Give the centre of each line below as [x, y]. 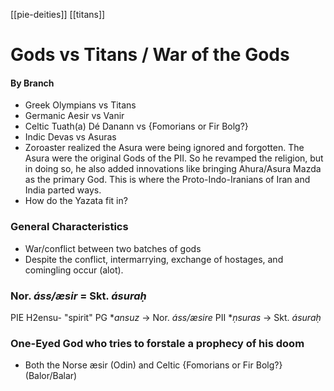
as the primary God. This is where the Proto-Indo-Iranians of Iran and [167, 180]
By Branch [32, 83]
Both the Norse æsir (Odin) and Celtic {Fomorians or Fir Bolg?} [153, 365]
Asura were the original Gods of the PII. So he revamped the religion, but [174, 158]
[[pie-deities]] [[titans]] [58, 14]
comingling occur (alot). [74, 270]
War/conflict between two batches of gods [113, 248]
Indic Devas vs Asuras [70, 137]
